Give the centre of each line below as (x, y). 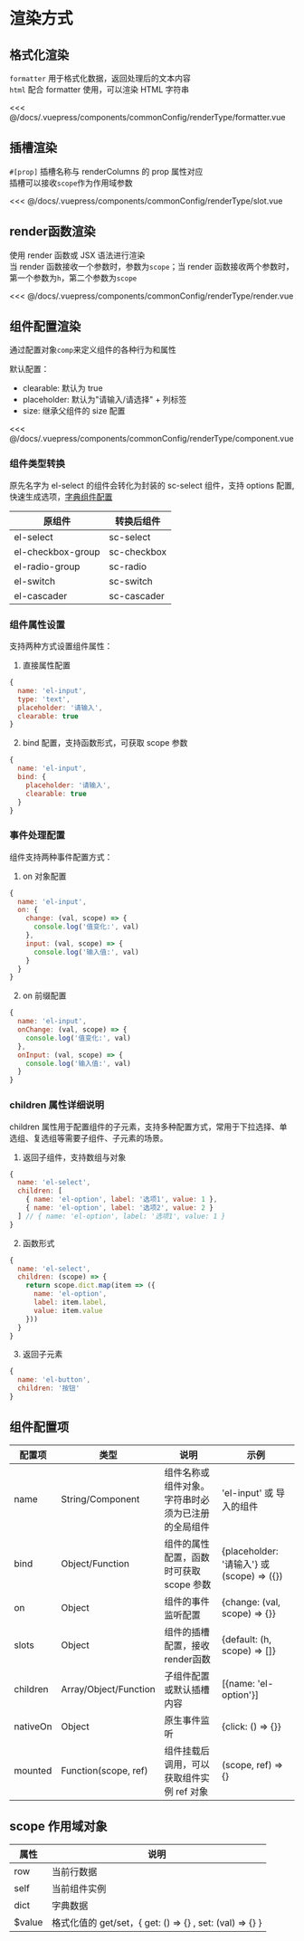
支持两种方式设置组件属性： (61, 646)
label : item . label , (70, 1302)
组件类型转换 (38, 464)
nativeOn (33, 1727)
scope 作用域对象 (58, 1827)
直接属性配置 (46, 665)
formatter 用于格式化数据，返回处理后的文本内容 (100, 78)
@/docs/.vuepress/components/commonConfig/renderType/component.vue (152, 439)
